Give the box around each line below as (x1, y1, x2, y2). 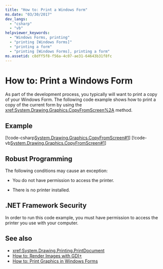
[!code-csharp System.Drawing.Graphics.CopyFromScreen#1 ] (5, 135, 131, 141)
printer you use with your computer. (5, 220, 79, 226)
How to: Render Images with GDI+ (12, 253, 82, 259)
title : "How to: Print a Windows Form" (5, 7, 88, 12)
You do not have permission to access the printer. (12, 177, 114, 183)
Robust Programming (5, 155, 73, 163)
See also (5, 234, 32, 243)
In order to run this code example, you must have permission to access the (5, 214, 158, 220)
